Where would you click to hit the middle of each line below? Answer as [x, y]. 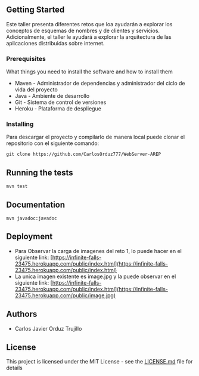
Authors [22, 314]
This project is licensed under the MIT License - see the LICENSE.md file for [99, 362]
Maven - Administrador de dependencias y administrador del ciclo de [100, 84]
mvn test [17, 187]
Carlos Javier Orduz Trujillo [48, 328]
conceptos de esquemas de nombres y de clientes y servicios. [83, 30]
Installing [20, 124]
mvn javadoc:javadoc [32, 218]
